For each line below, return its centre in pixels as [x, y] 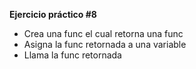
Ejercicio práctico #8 [53, 14]
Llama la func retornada [72, 55]
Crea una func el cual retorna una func [103, 33]
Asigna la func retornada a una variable [105, 44]
